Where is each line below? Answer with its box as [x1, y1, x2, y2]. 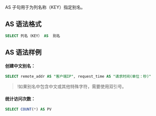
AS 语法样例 [5, 48, 42, 57]
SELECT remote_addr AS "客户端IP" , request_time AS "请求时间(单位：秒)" [5, 74, 152, 79]
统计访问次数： [5, 95, 35, 102]
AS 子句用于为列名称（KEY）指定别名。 [5, 4, 85, 10]
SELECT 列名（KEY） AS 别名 [5, 33, 61, 38]
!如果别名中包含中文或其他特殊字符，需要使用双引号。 [17, 84, 126, 89]
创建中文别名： [5, 63, 35, 69]
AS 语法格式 [5, 20, 42, 29]
